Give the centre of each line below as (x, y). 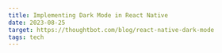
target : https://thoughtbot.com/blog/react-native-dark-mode (111, 30)
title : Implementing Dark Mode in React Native (88, 15)
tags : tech (26, 37)
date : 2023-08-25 (37, 23)
